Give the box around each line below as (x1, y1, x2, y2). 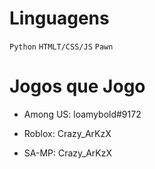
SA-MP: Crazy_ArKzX (23, 147, 113, 159)
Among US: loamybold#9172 (23, 108, 142, 120)
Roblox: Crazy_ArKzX (23, 127, 112, 139)
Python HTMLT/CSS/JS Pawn (9, 42, 114, 52)
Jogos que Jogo (9, 75, 146, 98)
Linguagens (9, 7, 110, 30)
